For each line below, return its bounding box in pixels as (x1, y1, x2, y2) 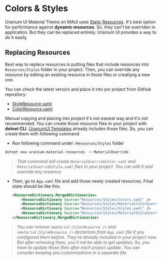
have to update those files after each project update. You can (16, 244, 140, 250)
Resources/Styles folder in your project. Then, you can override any (5, 66, 140, 72)
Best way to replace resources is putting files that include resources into (5, 61, 149, 67)
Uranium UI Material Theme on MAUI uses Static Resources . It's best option (5, 19, 156, 25)
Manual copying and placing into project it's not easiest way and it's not (5, 115, 148, 121)
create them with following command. (5, 130, 80, 136)
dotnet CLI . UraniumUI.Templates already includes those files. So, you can (5, 126, 154, 131)
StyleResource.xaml (12, 100, 52, 107)
